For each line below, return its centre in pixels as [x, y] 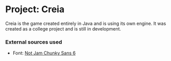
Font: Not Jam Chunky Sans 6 [44, 53]
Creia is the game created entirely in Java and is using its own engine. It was [86, 23]
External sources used [34, 42]
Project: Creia [35, 9]
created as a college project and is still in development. [63, 28]
